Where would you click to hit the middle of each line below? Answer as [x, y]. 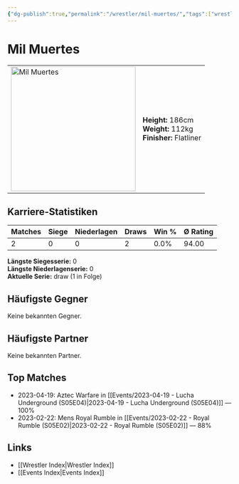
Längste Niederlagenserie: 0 [51, 269]
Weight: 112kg [168, 129]
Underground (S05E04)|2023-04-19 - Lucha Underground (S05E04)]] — [124, 402]
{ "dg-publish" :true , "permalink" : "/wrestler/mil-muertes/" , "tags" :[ [110, 14]
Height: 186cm [168, 120]
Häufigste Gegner [48, 299]
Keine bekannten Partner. [44, 356]
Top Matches [37, 378]
